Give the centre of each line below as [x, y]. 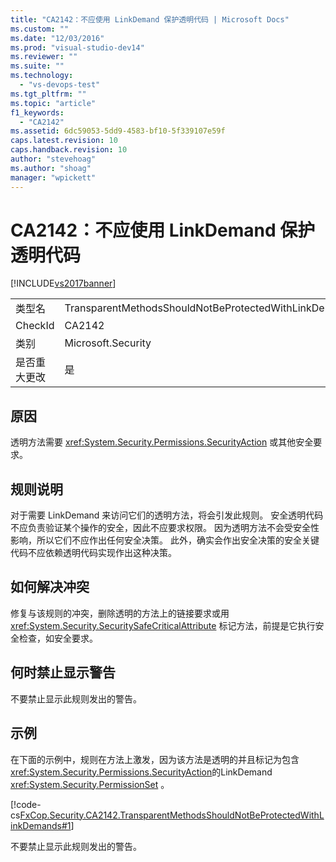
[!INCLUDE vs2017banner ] [63, 283]
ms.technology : [42, 76]
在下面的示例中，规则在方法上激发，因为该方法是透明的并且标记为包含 [155, 759]
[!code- [26, 804]
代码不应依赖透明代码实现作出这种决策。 [93, 553]
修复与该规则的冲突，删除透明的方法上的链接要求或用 [120, 613]
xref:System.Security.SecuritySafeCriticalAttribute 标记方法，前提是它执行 [163, 625]
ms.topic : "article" [53, 103]
